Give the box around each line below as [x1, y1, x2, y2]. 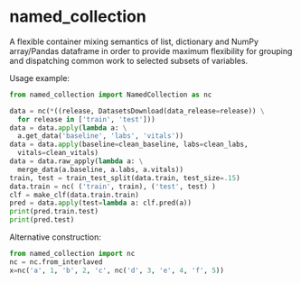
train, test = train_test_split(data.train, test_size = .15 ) [9, 173, 241, 182]
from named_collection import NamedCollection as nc [9, 90, 212, 99]
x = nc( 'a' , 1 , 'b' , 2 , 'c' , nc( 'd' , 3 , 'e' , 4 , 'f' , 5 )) [9, 266, 224, 275]
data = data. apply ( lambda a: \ [9, 123, 127, 132]
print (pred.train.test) [9, 207, 99, 216]
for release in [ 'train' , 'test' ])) [17, 114, 155, 123]
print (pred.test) [9, 215, 75, 224]
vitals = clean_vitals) [17, 149, 99, 158]
